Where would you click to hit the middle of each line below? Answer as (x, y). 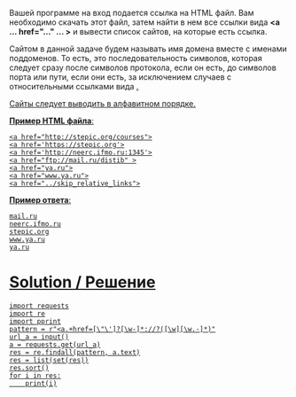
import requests (39, 306)
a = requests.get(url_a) (55, 345)
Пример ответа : (40, 200)
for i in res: (35, 376)
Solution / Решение (82, 282)
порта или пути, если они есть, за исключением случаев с (121, 77)
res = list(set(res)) (49, 360)
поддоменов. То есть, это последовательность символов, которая (136, 58)
